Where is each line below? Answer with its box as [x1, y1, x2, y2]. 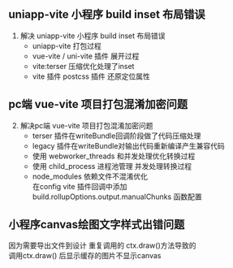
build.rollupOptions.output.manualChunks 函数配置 [32, 192, 202, 201]
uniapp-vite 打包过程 [32, 41, 101, 50]
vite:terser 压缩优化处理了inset [32, 61, 135, 71]
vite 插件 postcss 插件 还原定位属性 [32, 71, 150, 81]
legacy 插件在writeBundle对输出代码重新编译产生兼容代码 [32, 140, 225, 150]
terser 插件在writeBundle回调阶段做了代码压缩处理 [32, 131, 201, 140]
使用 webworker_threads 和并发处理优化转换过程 [32, 151, 196, 161]
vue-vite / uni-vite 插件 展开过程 [32, 51, 140, 61]
